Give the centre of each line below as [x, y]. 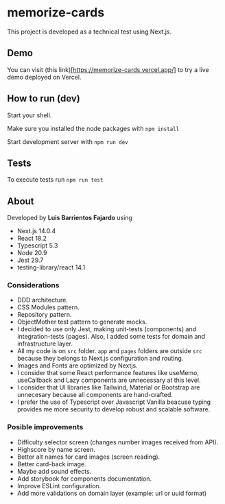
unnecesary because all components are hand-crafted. [95, 395]
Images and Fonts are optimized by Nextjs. [78, 365]
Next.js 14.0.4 [36, 231]
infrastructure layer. [45, 344]
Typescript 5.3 [37, 245]
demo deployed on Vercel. [44, 77]
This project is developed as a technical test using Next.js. [90, 32]
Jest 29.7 [30, 260]
